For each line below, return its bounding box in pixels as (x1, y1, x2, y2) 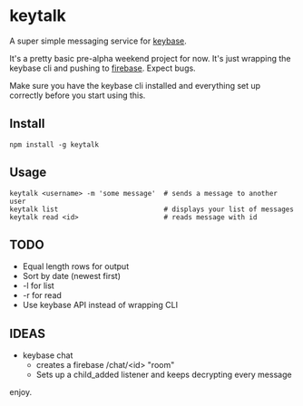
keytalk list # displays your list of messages (9, 205, 295, 214)
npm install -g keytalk (9, 140, 100, 150)
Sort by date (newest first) (22, 271, 121, 282)
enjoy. (9, 387, 33, 398)
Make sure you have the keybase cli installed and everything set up (9, 80, 261, 91)
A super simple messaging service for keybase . (9, 35, 188, 46)
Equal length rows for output (22, 261, 130, 272)
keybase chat (22, 350, 73, 361)
